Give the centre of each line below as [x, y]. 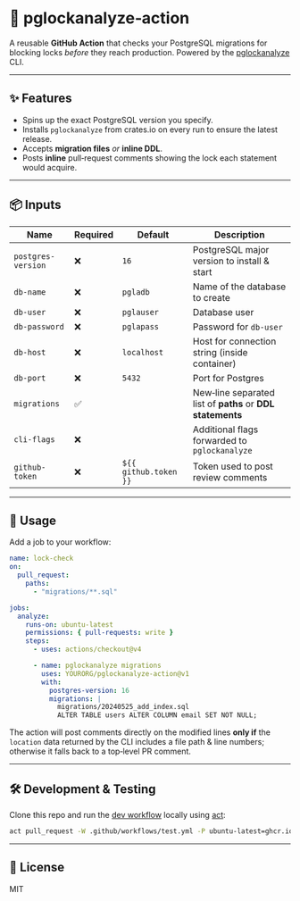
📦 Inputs [35, 205]
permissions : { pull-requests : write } [100, 633]
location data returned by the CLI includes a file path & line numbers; [137, 742]
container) [214, 363]
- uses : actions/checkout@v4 [87, 650]
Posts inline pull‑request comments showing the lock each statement [150, 158]
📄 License [37, 868]
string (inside [220, 352]
